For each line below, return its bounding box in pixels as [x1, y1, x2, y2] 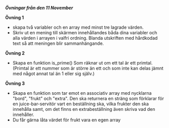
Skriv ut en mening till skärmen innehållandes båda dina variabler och [12, 30, 157, 35]
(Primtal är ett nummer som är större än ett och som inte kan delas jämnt [12, 66, 163, 71]
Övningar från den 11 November [5, 5, 73, 11]
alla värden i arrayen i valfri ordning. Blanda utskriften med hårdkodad [12, 35, 158, 41]
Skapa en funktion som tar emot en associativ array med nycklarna [12, 90, 152, 96]
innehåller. [12, 111, 34, 117]
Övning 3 [5, 81, 25, 86]
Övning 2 [5, 50, 25, 56]
